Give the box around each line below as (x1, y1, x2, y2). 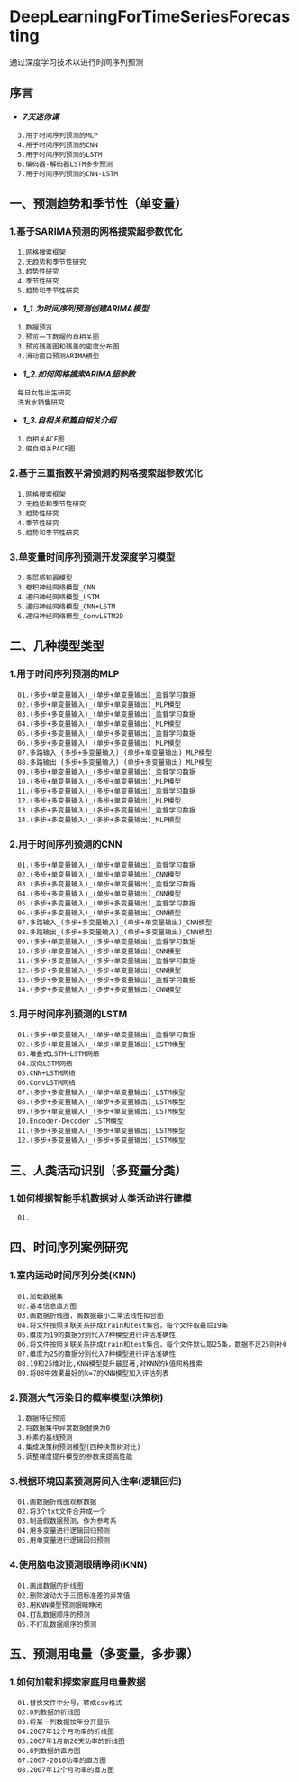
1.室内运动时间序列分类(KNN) (9, 1269, 137, 1282)
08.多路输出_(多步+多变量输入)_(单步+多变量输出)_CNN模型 (17, 928, 213, 937)
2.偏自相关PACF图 (17, 444, 76, 453)
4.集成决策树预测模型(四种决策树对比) (17, 1443, 141, 1452)
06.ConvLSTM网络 (17, 1079, 76, 1088)
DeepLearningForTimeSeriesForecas (9, 6, 291, 27)
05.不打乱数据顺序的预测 (17, 1620, 97, 1629)
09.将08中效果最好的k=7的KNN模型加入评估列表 (17, 1369, 169, 1378)
